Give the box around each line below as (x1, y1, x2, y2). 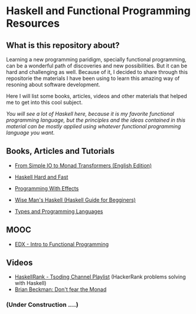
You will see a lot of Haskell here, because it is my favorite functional (6, 111, 174, 117)
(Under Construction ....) (6, 300, 79, 309)
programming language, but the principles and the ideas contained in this (6, 116, 186, 124)
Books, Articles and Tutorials (6, 146, 115, 156)
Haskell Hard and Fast (14, 173, 68, 180)
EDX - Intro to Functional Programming (14, 241, 109, 248)
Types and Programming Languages (14, 208, 103, 215)
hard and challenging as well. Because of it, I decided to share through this (6, 69, 188, 75)
